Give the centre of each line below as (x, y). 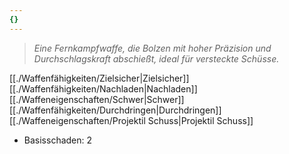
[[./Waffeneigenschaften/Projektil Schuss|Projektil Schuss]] (131, 120)
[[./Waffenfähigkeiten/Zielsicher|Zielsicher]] (99, 78)
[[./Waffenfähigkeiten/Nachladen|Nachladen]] (103, 88)
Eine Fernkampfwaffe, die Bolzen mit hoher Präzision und (152, 48)
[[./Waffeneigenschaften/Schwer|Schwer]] (97, 99)
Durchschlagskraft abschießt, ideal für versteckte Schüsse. (156, 58)
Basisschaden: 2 (58, 140)
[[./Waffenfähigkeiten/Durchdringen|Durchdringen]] (115, 110)
